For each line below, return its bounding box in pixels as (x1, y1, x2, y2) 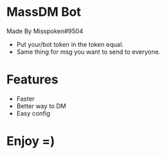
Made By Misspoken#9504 (6, 27, 83, 35)
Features (6, 72, 59, 87)
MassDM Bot (6, 4, 81, 20)
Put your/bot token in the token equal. (16, 40, 124, 48)
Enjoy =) (6, 134, 55, 149)
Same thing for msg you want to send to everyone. (16, 48, 161, 56)
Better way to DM (16, 101, 66, 110)
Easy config (16, 109, 51, 117)
